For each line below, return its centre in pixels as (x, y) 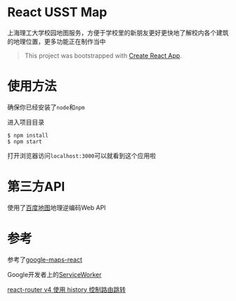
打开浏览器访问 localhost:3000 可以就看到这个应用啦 (82, 155)
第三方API (36, 187)
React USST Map (57, 12)
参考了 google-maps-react (45, 259)
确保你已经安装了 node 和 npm (46, 107)
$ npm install (28, 135)
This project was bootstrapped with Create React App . (103, 55)
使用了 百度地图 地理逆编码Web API (57, 207)
